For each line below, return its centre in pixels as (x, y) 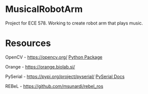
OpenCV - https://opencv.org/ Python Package (54, 57)
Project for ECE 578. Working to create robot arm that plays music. (74, 23)
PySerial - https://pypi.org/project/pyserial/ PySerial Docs (65, 76)
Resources (28, 43)
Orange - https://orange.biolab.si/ (40, 66)
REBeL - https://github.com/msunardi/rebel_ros (54, 86)
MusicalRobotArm (44, 9)
